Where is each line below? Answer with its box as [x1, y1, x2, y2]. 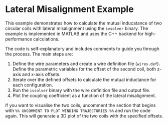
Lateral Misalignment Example [5, 3, 134, 15]
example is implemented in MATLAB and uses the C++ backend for [5, 30, 144, 36]
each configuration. [12, 81, 54, 88]
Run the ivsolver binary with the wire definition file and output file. [12, 87, 150, 93]
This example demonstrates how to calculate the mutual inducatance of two [5, 20, 162, 26]
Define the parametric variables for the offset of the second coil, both [12, 66, 156, 72]
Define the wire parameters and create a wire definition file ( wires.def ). [12, 60, 160, 66]
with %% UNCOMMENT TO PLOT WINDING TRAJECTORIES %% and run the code [5, 107, 151, 113]
